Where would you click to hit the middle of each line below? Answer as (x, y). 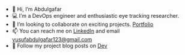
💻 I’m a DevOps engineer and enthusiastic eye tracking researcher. (95, 16)
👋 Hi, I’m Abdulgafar (37, 9)
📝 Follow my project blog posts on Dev (59, 46)
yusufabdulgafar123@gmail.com (52, 39)
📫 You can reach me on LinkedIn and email (66, 31)
